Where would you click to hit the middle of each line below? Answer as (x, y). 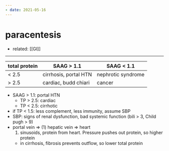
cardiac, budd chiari (66, 83)
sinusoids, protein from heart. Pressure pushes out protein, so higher (92, 132)
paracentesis (33, 34)
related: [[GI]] (27, 49)
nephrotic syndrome (121, 74)
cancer (105, 83)
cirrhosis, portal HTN (67, 74)
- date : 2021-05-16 (26, 10)
